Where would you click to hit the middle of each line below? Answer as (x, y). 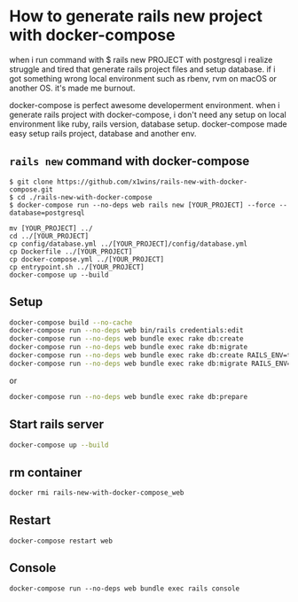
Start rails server (57, 424)
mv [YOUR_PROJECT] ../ (51, 228)
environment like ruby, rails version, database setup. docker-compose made (148, 124)
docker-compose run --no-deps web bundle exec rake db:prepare (129, 396)
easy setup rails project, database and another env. (103, 133)
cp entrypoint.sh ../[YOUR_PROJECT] (77, 267)
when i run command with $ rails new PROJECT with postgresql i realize (141, 59)
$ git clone (31, 182)
